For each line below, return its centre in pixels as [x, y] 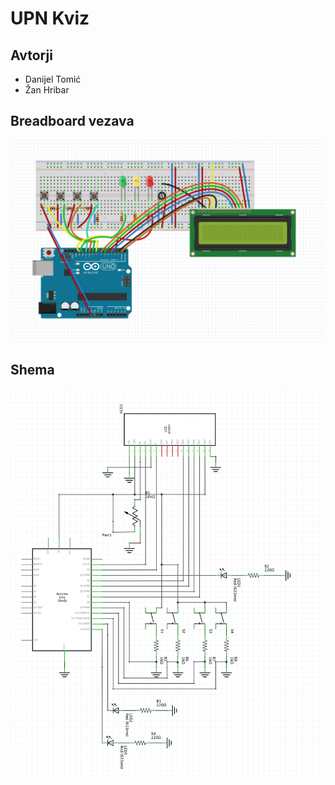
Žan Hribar [47, 90]
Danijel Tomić [53, 79]
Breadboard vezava [72, 121]
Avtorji [31, 55]
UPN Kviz [50, 18]
